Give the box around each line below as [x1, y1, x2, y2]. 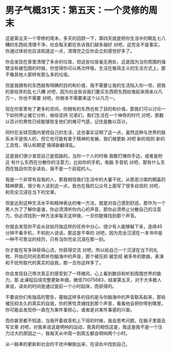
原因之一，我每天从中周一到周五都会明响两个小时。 [22, 330, 130, 336]
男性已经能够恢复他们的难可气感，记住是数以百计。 [22, 118, 130, 125]
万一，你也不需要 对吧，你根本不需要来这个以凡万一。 [5, 95, 118, 101]
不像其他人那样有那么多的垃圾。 [5, 71, 72, 77]
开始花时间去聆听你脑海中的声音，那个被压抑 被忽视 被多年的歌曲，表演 [14, 253, 164, 259]
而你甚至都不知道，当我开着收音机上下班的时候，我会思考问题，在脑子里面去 [5, 317, 166, 324]
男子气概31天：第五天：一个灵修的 [5, 5, 149, 16]
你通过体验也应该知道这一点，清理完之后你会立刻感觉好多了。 [5, 48, 135, 54]
